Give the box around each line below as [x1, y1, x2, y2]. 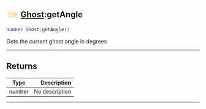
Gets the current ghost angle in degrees [6, 37, 107, 45]
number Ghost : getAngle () [6, 26, 70, 32]
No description [33, 88, 72, 96]
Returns [6, 61, 38, 72]
